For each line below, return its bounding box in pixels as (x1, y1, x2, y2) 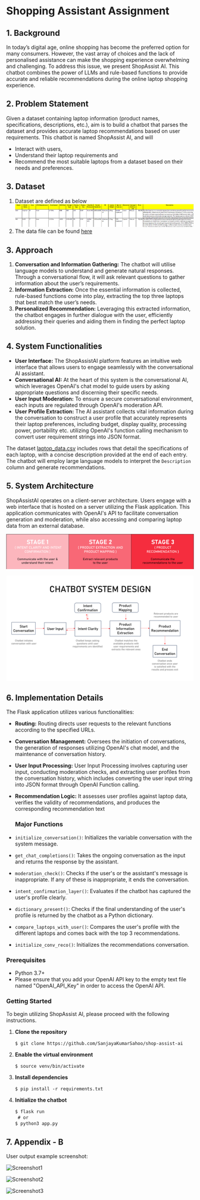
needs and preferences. (14, 164, 74, 171)
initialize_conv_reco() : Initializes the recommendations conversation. (14, 941, 189, 948)
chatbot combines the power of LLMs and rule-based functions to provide (6, 69, 188, 76)
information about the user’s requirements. (14, 279, 120, 287)
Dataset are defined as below (14, 197, 87, 204)
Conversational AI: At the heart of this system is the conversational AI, (14, 376, 189, 383)
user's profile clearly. (14, 894, 67, 901)
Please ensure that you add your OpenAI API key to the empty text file (14, 975, 186, 983)
